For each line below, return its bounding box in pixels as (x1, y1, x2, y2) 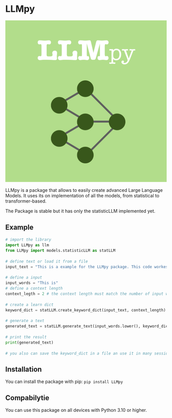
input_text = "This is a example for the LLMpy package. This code (5, 264, 153, 269)
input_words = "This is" (5, 281, 58, 286)
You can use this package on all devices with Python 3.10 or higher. (5, 407, 147, 413)
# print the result (5, 334, 47, 340)
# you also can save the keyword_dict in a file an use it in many (5, 351, 153, 356)
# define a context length (5, 286, 63, 291)
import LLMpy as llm (5, 243, 50, 248)
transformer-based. (5, 198, 47, 204)
